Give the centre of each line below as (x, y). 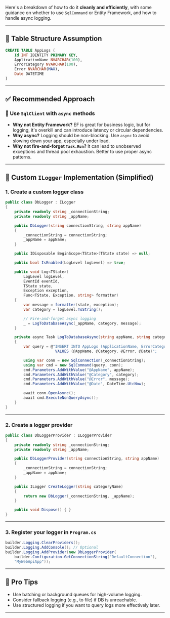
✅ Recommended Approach (50, 99)
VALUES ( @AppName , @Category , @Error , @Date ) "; (106, 351)
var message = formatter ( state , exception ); (71, 305)
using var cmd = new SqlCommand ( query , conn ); (73, 365)
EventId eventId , (41, 281)
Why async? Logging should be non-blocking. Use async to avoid (81, 135)
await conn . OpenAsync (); (50, 393)
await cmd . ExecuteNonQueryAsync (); (61, 398)
